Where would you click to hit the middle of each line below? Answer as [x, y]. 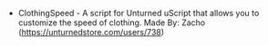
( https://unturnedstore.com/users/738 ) [91, 32]
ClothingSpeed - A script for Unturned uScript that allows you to [139, 13]
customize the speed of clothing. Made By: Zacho [112, 23]
